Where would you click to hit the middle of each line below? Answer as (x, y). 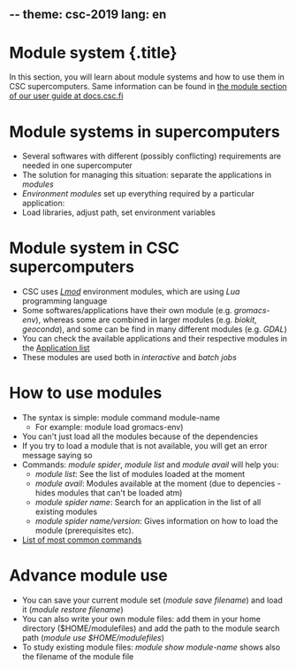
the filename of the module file (78, 657)
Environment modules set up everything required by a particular (138, 194)
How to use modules (86, 393)
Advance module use (88, 576)
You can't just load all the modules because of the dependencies (140, 436)
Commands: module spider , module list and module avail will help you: (150, 465)
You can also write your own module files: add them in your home (141, 619)
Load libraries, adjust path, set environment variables (119, 212)
